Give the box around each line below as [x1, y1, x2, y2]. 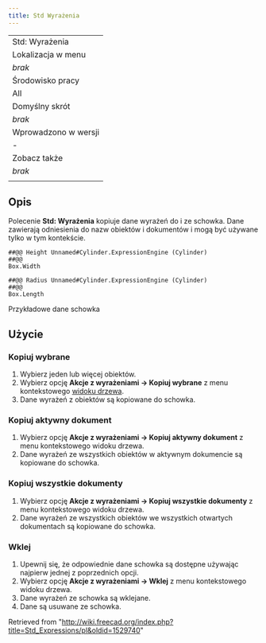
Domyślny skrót [12, 100, 71, 111]
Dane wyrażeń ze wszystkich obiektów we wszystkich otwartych [19, 512, 233, 522]
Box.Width [8, 263, 41, 271]
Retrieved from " [8, 618, 62, 627]
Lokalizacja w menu [12, 49, 86, 60]
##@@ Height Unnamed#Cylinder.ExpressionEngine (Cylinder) [8, 248, 208, 257]
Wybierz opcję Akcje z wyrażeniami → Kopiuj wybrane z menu [19, 378, 229, 388]
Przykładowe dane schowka [8, 304, 101, 314]
